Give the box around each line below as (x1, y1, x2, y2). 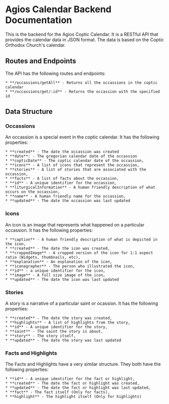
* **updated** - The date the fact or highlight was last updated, (5, 385, 151, 390)
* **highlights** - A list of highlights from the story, (5, 320, 130, 325)
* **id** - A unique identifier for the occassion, (5, 181, 117, 186)
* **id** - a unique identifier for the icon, (5, 268, 106, 273)
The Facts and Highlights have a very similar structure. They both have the (5, 361, 161, 367)
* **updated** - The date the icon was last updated (5, 277, 119, 282)
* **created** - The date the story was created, (5, 315, 113, 321)
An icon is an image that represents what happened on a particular (5, 221, 145, 227)
